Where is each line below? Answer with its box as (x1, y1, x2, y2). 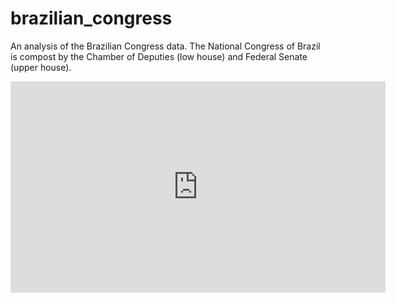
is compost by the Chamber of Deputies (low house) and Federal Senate (10, 50, 308, 62)
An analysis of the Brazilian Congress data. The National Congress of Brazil (10, 40, 321, 52)
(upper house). (10, 61, 72, 73)
